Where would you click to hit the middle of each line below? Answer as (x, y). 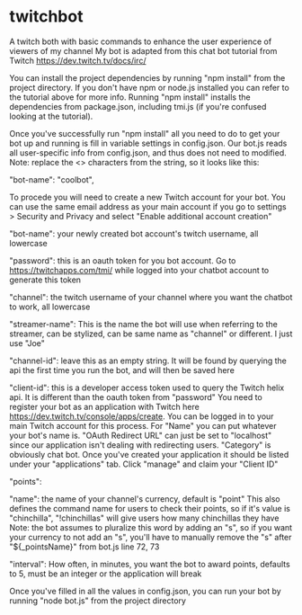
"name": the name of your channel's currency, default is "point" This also (145, 499)
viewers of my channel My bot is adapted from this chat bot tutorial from (143, 50)
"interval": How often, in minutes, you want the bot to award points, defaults (150, 564)
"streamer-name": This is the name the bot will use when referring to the (144, 324)
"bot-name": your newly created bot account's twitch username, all (134, 233)
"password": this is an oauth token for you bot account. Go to (123, 260)
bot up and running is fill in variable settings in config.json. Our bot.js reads (148, 143)
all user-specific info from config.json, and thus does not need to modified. (148, 152)
